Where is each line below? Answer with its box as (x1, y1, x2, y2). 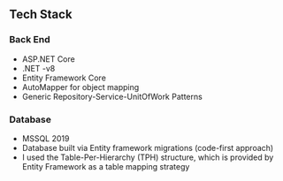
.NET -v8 (21, 63, 56, 73)
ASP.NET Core (21, 53, 75, 64)
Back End (9, 34, 50, 46)
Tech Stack (9, 7, 73, 22)
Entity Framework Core (21, 72, 106, 83)
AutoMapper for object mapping (21, 81, 140, 92)
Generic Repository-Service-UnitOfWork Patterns (21, 91, 203, 102)
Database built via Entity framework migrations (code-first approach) (21, 142, 274, 153)
